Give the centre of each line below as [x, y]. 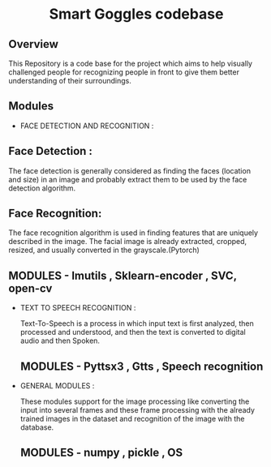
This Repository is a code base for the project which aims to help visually [131, 63]
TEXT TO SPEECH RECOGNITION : [78, 308]
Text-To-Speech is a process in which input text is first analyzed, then [137, 323]
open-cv [30, 288]
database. [37, 427]
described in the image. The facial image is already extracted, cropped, [128, 242]
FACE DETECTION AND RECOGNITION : [87, 126]
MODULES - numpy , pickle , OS [101, 453]
